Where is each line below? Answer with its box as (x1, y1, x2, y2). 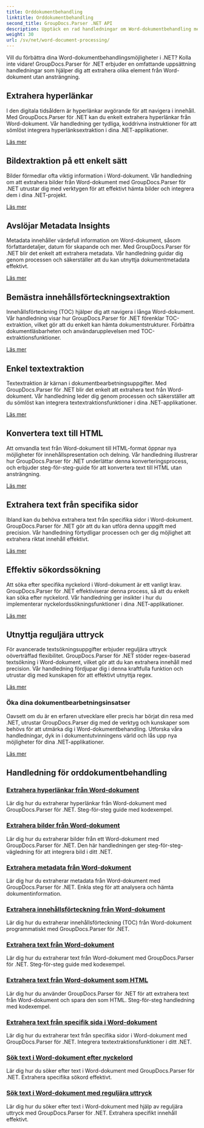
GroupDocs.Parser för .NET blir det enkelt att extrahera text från (6, 386, 166, 393)
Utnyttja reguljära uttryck (6, 629, 104, 640)
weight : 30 (6, 32, 34, 38)
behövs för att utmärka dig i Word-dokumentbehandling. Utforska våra (6, 725, 183, 733)
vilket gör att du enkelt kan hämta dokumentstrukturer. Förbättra (34, 321, 195, 328)
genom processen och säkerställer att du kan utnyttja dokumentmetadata (6, 256, 190, 263)
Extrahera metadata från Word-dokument (6, 863, 132, 871)
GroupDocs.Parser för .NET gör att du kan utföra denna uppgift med (6, 522, 176, 530)
